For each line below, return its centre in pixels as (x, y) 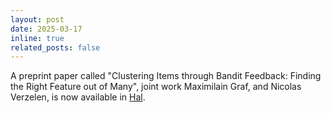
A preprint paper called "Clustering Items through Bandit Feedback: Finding (166, 76)
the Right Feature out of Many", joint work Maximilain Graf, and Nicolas (156, 87)
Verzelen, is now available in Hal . (78, 97)
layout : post (37, 19)
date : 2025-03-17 (46, 29)
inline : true (37, 38)
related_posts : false (55, 47)
